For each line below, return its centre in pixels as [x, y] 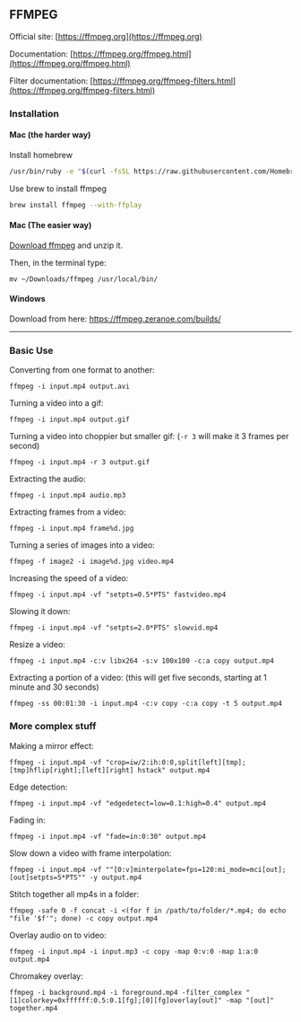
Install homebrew [41, 154]
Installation [34, 113]
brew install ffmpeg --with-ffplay [76, 205]
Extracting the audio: [48, 479]
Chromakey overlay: [46, 976]
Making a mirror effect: [52, 745]
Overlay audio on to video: [58, 935]
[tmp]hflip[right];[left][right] [72, 770]
